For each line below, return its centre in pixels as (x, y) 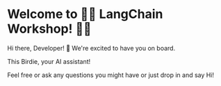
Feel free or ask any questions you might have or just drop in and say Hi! (110, 75)
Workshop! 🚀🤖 (49, 29)
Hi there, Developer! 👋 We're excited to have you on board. (91, 48)
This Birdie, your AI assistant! (49, 61)
